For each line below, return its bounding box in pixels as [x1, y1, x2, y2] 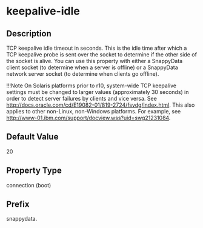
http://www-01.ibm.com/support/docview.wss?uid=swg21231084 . [6, 114, 171, 121]
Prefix [6, 199, 30, 210]
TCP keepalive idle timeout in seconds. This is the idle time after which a [6, 44, 187, 52]
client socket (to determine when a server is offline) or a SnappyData [6, 64, 179, 71]
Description [6, 29, 52, 39]
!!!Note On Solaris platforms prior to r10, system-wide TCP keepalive [6, 82, 177, 89]
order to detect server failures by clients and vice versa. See [6, 95, 158, 102]
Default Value [6, 132, 59, 142]
